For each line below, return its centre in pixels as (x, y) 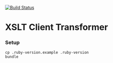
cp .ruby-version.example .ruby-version (47, 53)
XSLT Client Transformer (56, 27)
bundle (12, 57)
